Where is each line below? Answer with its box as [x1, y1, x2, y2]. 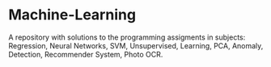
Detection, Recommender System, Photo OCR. [8, 49, 163, 59]
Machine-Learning [8, 6, 136, 24]
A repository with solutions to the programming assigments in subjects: [8, 32, 246, 42]
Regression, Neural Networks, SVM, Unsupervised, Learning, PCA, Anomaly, [8, 40, 264, 50]
